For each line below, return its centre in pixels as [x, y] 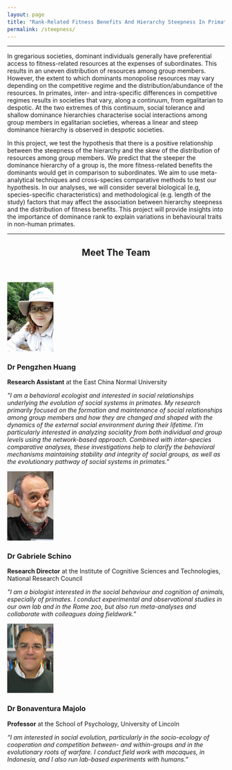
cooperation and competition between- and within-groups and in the [105, 744]
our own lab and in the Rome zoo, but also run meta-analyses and [102, 607]
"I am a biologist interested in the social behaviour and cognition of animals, [116, 592]
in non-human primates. [41, 224]
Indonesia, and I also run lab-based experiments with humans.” [98, 759]
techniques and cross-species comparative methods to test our [126, 180]
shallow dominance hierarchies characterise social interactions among [107, 115]
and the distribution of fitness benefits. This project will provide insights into [115, 209]
